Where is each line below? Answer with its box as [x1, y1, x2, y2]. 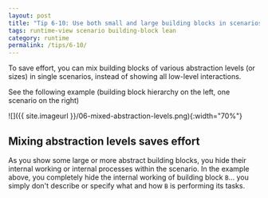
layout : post [8, 11, 52, 20]
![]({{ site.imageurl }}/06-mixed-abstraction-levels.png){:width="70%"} [8, 111, 243, 121]
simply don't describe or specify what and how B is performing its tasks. [8, 180, 246, 190]
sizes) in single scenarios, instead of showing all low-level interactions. [8, 72, 242, 81]
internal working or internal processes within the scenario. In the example [8, 164, 250, 173]
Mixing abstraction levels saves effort [8, 134, 200, 148]
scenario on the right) [8, 96, 80, 105]
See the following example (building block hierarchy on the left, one [8, 87, 231, 97]
